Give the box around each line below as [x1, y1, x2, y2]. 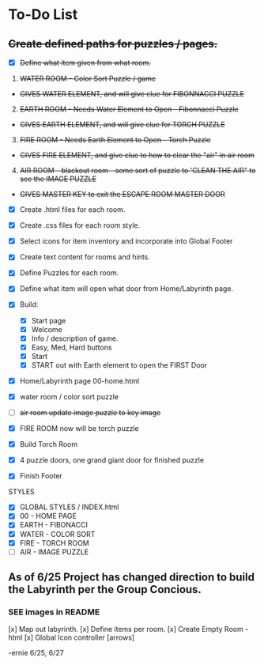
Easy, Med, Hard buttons [31, 342, 112, 352]
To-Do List [8, 6, 78, 24]
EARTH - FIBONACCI [19, 520, 89, 530]
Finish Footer [19, 471, 63, 481]
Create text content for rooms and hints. [19, 252, 150, 262]
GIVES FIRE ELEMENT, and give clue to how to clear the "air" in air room [19, 150, 255, 160]
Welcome [31, 324, 63, 334]
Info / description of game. [31, 334, 119, 343]
